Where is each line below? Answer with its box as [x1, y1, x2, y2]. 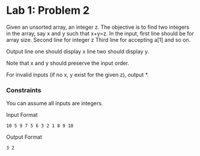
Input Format [6, 112, 38, 119]
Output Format [6, 133, 43, 141]
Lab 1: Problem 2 [6, 4, 90, 17]
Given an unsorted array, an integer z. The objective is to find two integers [6, 23, 190, 31]
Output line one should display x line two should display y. [6, 47, 150, 55]
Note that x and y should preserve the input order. [6, 59, 130, 67]
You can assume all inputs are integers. [6, 100, 104, 107]
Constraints [6, 86, 42, 94]
